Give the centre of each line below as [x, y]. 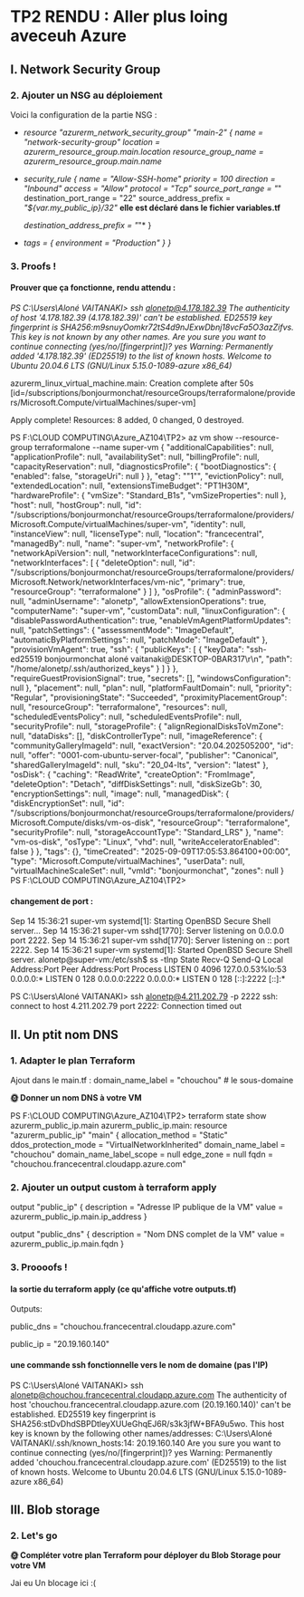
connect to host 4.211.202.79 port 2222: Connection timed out [126, 1006]
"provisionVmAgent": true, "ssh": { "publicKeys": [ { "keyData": [128, 649]
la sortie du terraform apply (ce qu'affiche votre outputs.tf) [123, 1289]
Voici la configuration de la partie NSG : [84, 114]
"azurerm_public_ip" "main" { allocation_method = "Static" [119, 1135]
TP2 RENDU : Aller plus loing [119, 17]
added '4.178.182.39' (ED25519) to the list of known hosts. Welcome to [141, 356]
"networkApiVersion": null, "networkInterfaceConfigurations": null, [134, 553]
